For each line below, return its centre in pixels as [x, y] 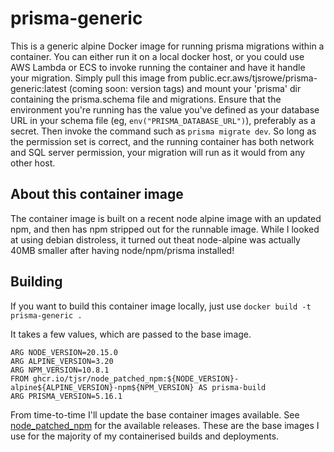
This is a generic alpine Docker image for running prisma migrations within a [167, 46]
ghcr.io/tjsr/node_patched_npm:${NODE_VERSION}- [136, 378]
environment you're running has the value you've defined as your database [165, 109]
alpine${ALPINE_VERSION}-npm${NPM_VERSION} [102, 387]
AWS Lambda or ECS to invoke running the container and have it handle [158, 67]
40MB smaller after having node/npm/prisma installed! [122, 250]
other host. [33, 163]
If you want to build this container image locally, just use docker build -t [161, 306]
